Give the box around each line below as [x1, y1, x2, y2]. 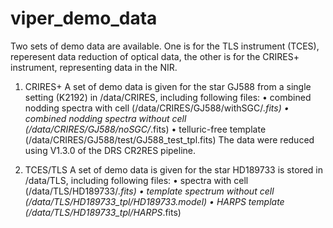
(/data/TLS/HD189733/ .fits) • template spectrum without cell [24, 185, 275, 197]
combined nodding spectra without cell [24, 112, 187, 124]
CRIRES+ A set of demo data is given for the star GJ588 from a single [24, 80, 312, 92]
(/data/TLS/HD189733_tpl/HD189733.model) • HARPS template [24, 195, 285, 207]
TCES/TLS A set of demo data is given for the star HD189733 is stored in [24, 163, 323, 176]
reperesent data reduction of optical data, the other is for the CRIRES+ [10, 50, 300, 62]
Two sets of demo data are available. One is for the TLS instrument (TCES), [10, 40, 320, 52]
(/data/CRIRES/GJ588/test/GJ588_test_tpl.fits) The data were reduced [24, 133, 315, 146]
